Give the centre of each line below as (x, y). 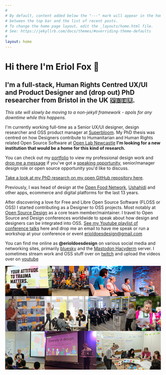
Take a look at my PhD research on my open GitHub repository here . (75, 177)
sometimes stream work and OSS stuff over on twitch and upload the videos (83, 253)
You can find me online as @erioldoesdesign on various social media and (80, 243)
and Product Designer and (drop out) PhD (70, 93)
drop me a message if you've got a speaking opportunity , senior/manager (80, 163)
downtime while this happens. (36, 117)
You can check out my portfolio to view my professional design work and (79, 158)
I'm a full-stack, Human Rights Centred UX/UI (76, 85)
